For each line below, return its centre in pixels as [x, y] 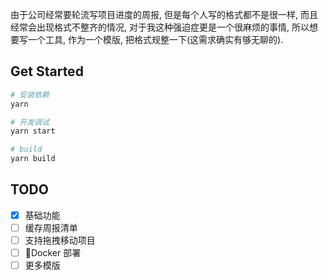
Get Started [47, 71]
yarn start [33, 131]
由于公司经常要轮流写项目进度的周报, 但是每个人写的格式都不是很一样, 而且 [164, 14]
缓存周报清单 [51, 227]
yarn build [33, 159]
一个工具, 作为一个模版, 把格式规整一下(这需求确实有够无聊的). [155, 39]
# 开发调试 [30, 122]
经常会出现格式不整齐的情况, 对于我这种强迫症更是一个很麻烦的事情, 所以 [160, 27]
